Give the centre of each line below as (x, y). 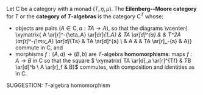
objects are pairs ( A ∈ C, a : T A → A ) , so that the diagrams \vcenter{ (101, 28)
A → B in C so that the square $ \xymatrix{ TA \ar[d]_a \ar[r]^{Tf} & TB (103, 60)
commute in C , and (39, 47)
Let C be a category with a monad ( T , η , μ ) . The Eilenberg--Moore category (101, 9)
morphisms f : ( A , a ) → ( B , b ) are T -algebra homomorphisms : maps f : (104, 54)
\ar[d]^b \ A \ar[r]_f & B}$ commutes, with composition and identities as (105, 67)
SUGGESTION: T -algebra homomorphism (59, 85)
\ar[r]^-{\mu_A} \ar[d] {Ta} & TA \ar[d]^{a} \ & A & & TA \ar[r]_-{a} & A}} (103, 41)
